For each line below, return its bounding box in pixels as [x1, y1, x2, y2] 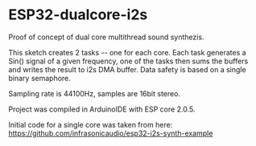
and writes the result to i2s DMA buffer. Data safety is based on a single [8, 64, 247, 74]
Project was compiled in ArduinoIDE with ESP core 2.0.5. [8, 104, 196, 114]
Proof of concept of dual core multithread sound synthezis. [8, 32, 204, 42]
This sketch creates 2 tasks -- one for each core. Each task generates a [8, 47, 247, 57]
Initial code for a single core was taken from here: [8, 120, 173, 129]
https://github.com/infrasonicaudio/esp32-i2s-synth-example [8, 128, 213, 138]
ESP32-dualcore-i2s [8, 6, 148, 24]
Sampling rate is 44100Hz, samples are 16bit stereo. [8, 88, 181, 98]
